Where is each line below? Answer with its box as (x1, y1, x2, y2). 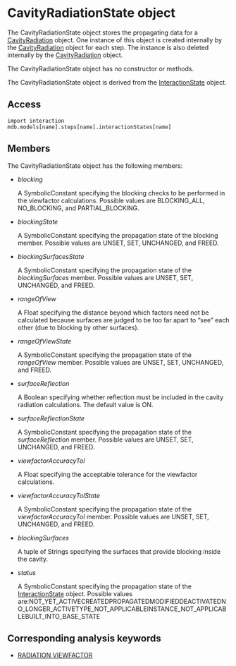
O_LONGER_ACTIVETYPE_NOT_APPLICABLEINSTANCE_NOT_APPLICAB (17, 605, 227, 613)
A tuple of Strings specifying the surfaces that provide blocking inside (17, 547, 221, 555)
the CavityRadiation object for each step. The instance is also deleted (7, 43, 209, 52)
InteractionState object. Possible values (17, 589, 132, 598)
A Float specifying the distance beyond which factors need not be (17, 308, 209, 317)
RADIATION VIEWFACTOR (17, 651, 93, 660)
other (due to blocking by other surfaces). (17, 323, 139, 332)
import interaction (7, 117, 65, 124)
